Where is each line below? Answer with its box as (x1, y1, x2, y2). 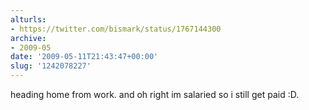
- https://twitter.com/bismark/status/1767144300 (10, 24, 222, 34)
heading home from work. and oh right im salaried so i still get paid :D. (10, 89, 300, 100)
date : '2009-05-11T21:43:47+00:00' (10, 52, 159, 62)
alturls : (10, 14, 47, 25)
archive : (10, 33, 47, 43)
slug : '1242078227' (10, 61, 92, 71)
